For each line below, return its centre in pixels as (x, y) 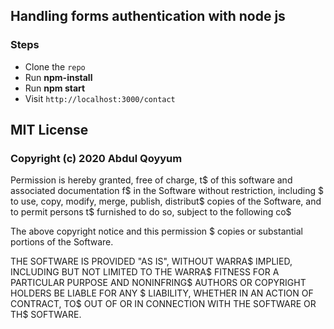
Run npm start (55, 88)
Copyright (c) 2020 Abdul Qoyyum (96, 158)
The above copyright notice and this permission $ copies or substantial (157, 231)
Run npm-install (58, 77)
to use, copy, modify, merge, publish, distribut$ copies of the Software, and (166, 201)
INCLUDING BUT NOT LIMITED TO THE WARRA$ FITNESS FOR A (145, 272)
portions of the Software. (62, 242)
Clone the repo (55, 66)
